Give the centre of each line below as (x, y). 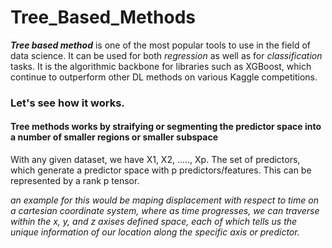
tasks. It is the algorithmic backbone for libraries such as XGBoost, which (161, 66)
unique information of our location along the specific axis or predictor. (155, 232)
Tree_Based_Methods (103, 17)
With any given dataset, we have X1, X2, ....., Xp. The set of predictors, (155, 160)
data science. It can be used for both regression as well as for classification (166, 55)
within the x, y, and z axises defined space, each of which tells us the (154, 222)
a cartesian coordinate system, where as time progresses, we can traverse (165, 211)
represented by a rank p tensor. (75, 181)
